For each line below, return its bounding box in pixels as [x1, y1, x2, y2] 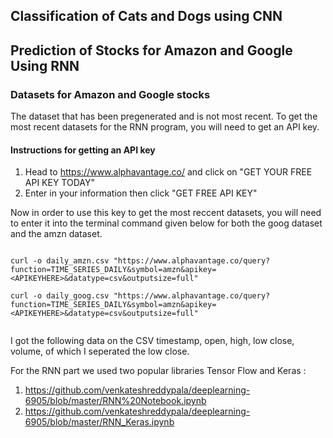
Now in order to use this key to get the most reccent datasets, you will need [10, 207, 322, 219]
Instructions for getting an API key [10, 144, 156, 156]
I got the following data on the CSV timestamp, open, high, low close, [10, 335, 295, 347]
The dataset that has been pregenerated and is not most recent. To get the [10, 110, 318, 123]
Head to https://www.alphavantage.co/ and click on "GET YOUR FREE [24, 166, 313, 178]
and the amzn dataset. [10, 228, 103, 240]
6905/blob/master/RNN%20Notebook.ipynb [24, 395, 207, 407]
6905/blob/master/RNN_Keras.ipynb [24, 416, 175, 428]
